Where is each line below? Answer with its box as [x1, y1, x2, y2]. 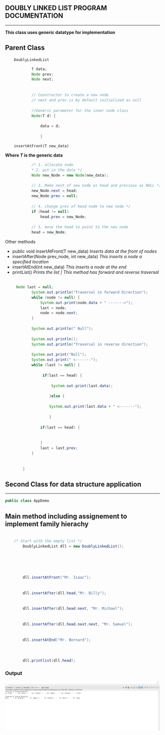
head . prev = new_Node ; [40, 214, 87, 219]
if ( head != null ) [31, 209, 69, 214]
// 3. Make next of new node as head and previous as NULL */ [31, 183, 162, 188]
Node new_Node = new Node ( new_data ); [31, 172, 109, 178]
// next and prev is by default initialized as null [31, 98, 141, 102]
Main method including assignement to [5, 512, 128, 520]
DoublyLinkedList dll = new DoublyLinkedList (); [23, 544, 124, 549]
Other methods [5, 239, 36, 245]
